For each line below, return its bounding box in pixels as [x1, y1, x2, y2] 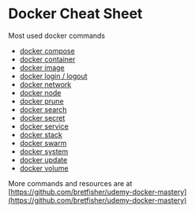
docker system [19, 147, 69, 156]
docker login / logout [19, 71, 88, 80]
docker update [19, 155, 68, 164]
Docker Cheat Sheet [8, 5, 143, 23]
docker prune [19, 96, 65, 106]
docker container [19, 54, 76, 64]
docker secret [19, 113, 66, 122]
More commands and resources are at [8, 178, 133, 188]
